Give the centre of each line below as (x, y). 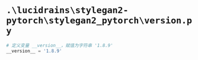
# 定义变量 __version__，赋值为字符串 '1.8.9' (60, 45)
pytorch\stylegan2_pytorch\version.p (99, 21)
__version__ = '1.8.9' (34, 51)
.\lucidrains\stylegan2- (67, 10)
